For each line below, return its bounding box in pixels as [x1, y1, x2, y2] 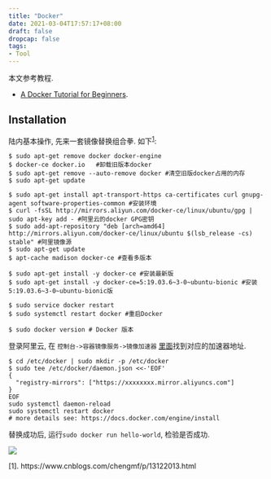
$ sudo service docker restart [8, 301, 115, 310]
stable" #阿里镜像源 [8, 238, 72, 247]
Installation [8, 113, 67, 127]
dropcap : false [8, 34, 60, 43]
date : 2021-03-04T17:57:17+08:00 [8, 20, 122, 28]
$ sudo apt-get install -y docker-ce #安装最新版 [8, 270, 174, 278]
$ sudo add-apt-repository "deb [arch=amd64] [8, 222, 165, 231]
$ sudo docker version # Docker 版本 [8, 326, 134, 334]
